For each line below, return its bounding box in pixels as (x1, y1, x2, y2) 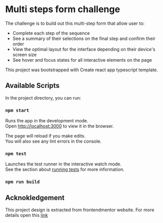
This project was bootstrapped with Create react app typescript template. (5, 67, 158, 73)
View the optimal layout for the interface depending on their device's (12, 46, 155, 52)
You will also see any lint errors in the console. (5, 138, 102, 145)
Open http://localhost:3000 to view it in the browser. (5, 123, 114, 129)
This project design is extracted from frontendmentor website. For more (5, 207, 155, 213)
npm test (5, 151, 27, 156)
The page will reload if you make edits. (5, 133, 86, 139)
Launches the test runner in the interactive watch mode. (5, 161, 122, 167)
